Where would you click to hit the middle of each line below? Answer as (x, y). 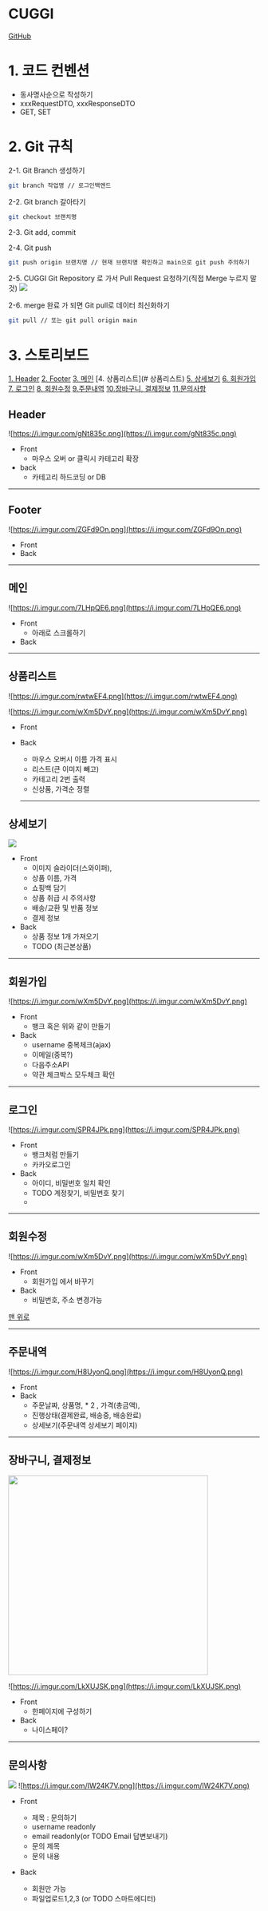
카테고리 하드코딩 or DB (69, 477)
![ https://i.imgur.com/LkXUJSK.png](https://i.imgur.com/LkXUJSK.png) (125, 1687)
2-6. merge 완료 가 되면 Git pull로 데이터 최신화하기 (89, 305)
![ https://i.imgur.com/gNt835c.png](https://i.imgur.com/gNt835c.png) (122, 434)
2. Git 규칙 (41, 147)
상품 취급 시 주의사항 (64, 898)
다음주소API (50, 1065)
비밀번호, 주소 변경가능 (67, 1300)
